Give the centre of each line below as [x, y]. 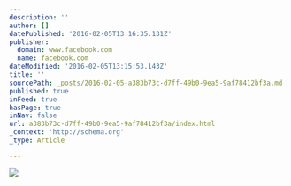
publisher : [29, 42]
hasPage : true [35, 108]
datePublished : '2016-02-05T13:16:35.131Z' [91, 33]
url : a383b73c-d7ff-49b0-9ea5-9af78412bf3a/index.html [112, 124]
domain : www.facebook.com [65, 50]
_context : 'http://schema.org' [67, 132]
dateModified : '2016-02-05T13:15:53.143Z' [88, 67]
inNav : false [33, 115]
